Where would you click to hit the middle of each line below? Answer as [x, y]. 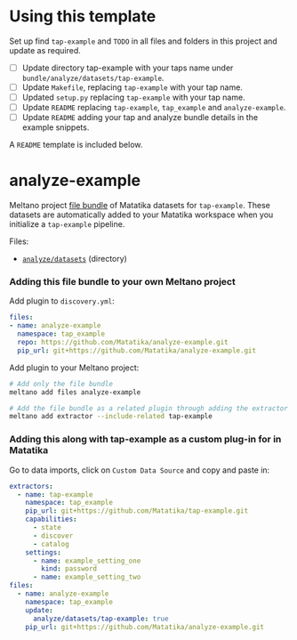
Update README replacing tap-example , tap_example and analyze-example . [154, 108]
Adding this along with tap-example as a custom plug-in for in [145, 440]
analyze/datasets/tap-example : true [100, 619]
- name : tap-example [55, 494]
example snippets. [56, 127]
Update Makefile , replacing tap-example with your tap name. [132, 87]
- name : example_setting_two [87, 577]
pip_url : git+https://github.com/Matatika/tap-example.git [137, 511]
